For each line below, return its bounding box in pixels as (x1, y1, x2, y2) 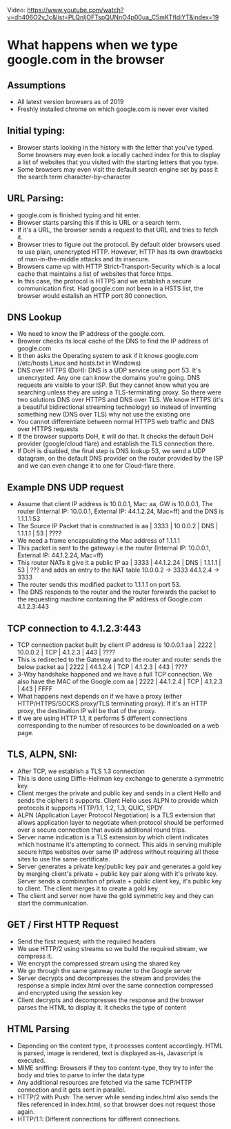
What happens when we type (7, 37, 178, 53)
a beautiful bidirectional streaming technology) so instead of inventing (17, 403, 217, 411)
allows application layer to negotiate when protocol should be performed (17, 818, 224, 826)
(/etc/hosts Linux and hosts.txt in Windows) (17, 359, 141, 368)
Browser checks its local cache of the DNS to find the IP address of (17, 337, 209, 346)
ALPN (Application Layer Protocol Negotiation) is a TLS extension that (17, 810, 216, 819)
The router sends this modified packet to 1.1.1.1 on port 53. (17, 581, 181, 589)
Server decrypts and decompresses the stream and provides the (17, 974, 201, 982)
